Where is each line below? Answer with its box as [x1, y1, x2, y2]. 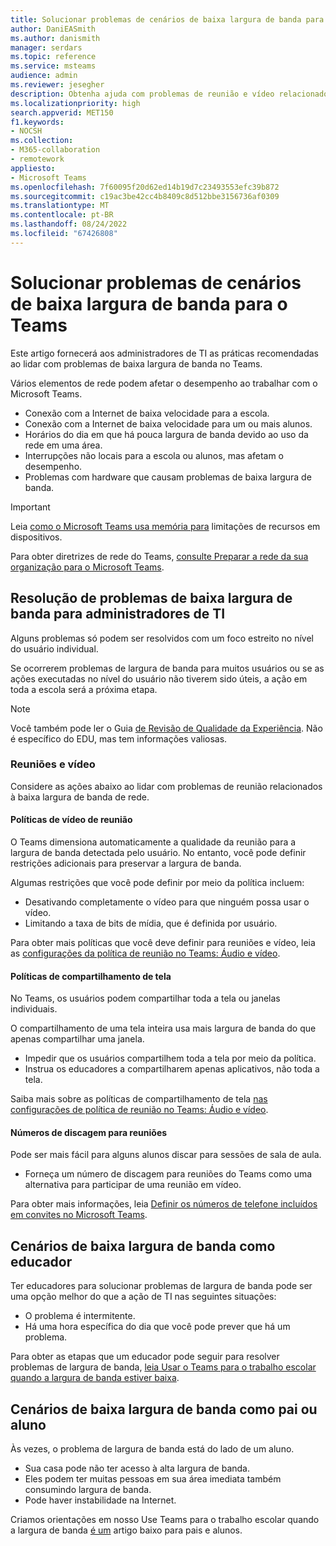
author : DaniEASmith [10, 24, 97, 34]
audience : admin [10, 71, 78, 81]
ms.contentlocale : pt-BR [10, 210, 114, 220]
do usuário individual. [10, 642, 99, 655]
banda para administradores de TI [10, 606, 226, 623]
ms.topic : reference [10, 52, 97, 62]
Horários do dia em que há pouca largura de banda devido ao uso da [24, 428, 309, 440]
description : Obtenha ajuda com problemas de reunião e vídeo [10, 89, 275, 99]
